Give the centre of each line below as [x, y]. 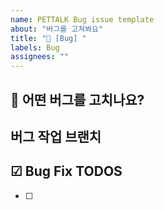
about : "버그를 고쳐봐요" [57, 29]
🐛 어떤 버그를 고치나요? [77, 99]
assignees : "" [40, 57]
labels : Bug [35, 47]
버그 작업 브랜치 [56, 136]
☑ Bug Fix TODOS [66, 171]
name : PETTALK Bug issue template [82, 19]
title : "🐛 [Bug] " [48, 38]
